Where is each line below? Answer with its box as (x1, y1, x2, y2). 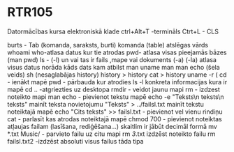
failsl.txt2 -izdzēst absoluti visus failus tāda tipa (7, 137, 145, 145)
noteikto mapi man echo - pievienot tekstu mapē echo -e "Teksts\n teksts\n (7, 92, 225, 101)
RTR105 (7, 4, 53, 20)
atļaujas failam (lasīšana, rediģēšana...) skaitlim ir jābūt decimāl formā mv (7, 122, 218, 130)
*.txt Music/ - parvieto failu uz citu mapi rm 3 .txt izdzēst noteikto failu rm (7, 130, 216, 138)
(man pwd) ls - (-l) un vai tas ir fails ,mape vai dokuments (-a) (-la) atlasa (7, 55, 217, 63)
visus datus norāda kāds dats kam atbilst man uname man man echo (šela (7, 63, 220, 71)
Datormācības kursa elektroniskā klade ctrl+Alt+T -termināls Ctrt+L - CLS (7, 27, 219, 36)
